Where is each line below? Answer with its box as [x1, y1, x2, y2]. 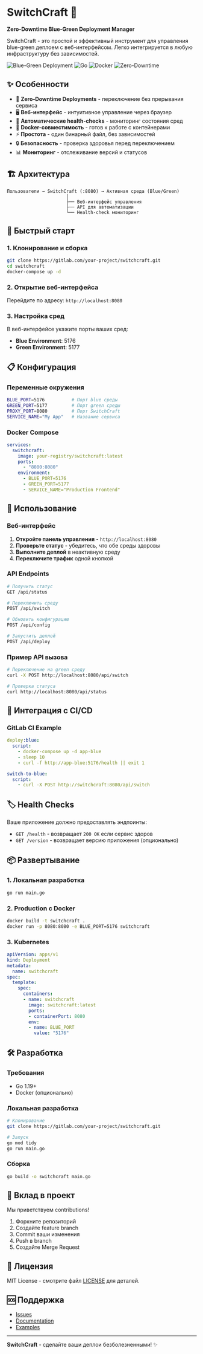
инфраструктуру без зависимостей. [7, 50, 99, 57]
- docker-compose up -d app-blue [17, 749, 102, 755]
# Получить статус [7, 583, 53, 589]
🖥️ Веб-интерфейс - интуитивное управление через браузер [15, 108, 172, 115]
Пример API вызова [7, 653, 68, 661]
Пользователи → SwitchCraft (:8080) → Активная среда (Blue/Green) [7, 188, 180, 194]
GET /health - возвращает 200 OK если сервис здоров [15, 831, 153, 838]
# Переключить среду [7, 600, 59, 606]
